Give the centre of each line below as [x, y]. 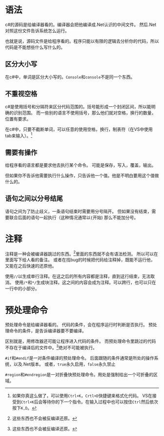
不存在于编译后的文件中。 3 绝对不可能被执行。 [51, 347]
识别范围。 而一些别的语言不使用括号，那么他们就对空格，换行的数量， [85, 113]
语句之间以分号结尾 [34, 199]
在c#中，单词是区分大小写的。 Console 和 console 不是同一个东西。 [70, 77]
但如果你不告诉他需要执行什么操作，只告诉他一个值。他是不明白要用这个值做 [82, 176]
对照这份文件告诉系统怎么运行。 [37, 30]
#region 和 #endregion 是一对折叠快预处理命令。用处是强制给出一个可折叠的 [79, 375]
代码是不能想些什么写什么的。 [35, 47]
